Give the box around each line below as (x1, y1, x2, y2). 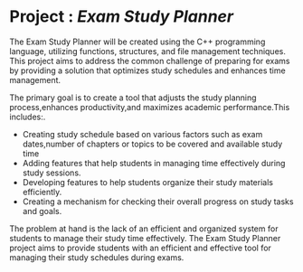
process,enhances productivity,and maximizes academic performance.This (9, 101, 290, 112)
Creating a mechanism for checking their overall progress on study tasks (22, 196, 294, 207)
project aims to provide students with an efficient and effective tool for (9, 242, 271, 253)
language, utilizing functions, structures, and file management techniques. (9, 45, 287, 56)
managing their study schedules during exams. (9, 251, 185, 263)
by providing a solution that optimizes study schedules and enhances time (9, 65, 287, 76)
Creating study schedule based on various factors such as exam (22, 128, 263, 139)
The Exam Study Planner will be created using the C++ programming (9, 36, 266, 47)
